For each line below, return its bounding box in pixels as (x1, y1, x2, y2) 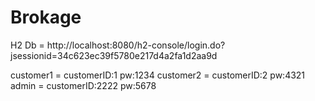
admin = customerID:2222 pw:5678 (10, 79, 157, 91)
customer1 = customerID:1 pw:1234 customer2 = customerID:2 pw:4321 (10, 69, 306, 81)
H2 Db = (10, 39, 45, 51)
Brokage (10, 6, 82, 29)
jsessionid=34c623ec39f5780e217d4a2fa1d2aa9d (10, 49, 218, 61)
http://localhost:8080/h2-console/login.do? (46, 39, 226, 51)
